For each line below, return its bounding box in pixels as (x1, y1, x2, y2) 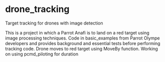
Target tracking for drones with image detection (5, 20, 103, 26)
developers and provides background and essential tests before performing (5, 40, 161, 46)
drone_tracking (5, 3, 70, 15)
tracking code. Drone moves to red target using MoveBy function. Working (5, 45, 158, 51)
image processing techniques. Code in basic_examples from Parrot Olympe (5, 35, 161, 41)
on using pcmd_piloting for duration (5, 51, 79, 57)
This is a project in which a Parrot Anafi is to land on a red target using (5, 29, 150, 35)
